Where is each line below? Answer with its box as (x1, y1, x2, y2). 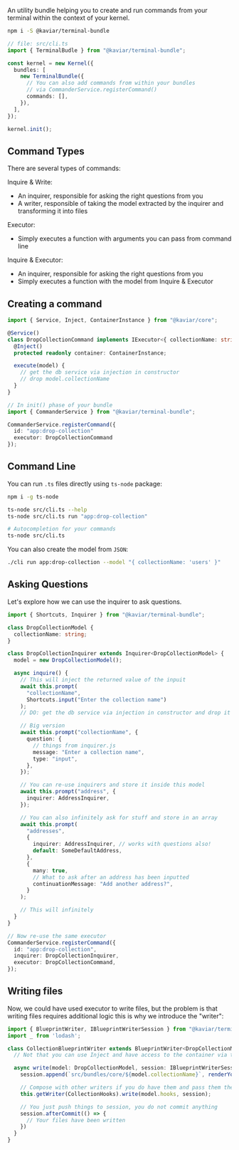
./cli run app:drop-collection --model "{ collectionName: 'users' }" (7, 559, 221, 566)
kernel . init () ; (7, 125, 53, 132)
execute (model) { (14, 362, 65, 370)
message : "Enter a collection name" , (33, 748, 144, 756)
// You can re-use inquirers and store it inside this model (20, 781, 205, 789)
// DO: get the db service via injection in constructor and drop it (20, 709, 231, 716)
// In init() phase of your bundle (7, 402, 113, 409)
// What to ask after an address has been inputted (33, 874, 190, 881)
